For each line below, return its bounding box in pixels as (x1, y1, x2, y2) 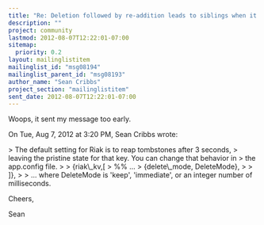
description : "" (8, 19, 62, 27)
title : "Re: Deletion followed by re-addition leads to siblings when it (8, 11, 258, 20)
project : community (8, 26, 73, 34)
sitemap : (8, 41, 37, 49)
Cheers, (8, 194, 34, 204)
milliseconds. (8, 179, 52, 189)
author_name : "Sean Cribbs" (8, 78, 101, 86)
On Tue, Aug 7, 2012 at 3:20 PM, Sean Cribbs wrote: (8, 130, 178, 139)
